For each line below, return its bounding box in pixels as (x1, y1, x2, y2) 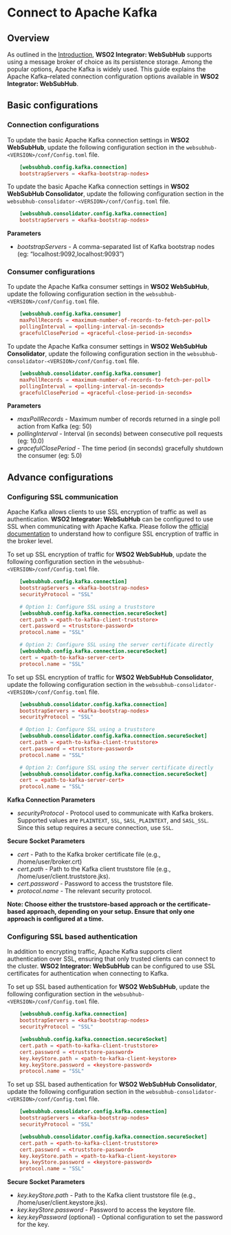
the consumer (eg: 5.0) (16, 452, 82, 460)
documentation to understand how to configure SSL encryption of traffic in (7, 529, 219, 538)
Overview (7, 32, 50, 44)
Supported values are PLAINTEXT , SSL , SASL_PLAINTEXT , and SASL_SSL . (16, 816, 210, 824)
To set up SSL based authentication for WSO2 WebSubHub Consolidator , (7, 1080, 217, 1089)
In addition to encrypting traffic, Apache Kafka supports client (7, 948, 182, 956)
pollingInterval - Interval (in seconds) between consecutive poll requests (16, 430, 223, 438)
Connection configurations (7, 120, 100, 130)
